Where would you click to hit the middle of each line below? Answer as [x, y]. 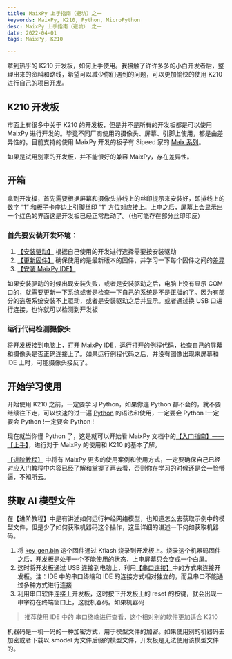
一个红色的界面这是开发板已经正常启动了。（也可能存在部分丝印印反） [105, 215]
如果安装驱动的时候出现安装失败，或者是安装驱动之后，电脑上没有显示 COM [115, 284]
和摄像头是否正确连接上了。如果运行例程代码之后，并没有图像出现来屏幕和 [113, 354]
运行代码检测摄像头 [39, 328]
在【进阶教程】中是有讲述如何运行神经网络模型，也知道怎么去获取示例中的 [113, 518]
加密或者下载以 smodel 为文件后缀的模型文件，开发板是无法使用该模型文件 [113, 640]
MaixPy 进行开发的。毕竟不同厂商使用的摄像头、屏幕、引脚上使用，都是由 [112, 133]
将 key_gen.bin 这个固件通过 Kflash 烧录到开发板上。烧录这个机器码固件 [119, 550]
